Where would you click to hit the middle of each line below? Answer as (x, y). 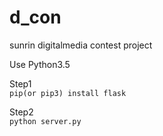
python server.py (45, 121)
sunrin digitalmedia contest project (81, 45)
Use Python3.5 (40, 64)
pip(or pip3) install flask (68, 93)
